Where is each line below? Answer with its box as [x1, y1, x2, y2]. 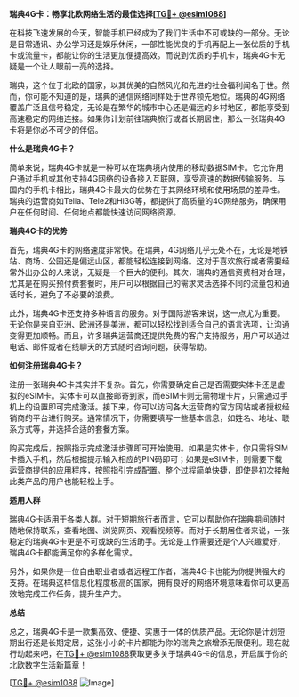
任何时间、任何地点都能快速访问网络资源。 [24, 207, 181, 217]
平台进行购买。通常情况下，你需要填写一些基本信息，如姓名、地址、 [32, 413, 282, 423]
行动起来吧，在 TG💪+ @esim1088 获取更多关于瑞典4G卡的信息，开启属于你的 [9, 649, 288, 659]
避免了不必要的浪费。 [39, 289, 118, 299]
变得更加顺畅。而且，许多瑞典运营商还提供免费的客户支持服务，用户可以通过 [9, 330, 290, 341]
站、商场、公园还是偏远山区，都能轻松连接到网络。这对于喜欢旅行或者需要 [9, 255, 282, 266]
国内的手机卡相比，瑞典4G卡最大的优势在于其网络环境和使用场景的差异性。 [9, 184, 286, 195]
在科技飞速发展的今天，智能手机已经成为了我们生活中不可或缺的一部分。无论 [9, 28, 290, 38]
